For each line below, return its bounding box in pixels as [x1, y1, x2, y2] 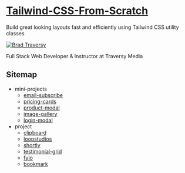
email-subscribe [23, 91, 63, 98]
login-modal [23, 117, 53, 124]
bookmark [23, 160, 48, 167]
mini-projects [14, 85, 47, 92]
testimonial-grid [23, 148, 62, 155]
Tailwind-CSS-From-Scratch [6, 4, 149, 18]
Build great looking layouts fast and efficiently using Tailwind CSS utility [6, 24, 179, 31]
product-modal [23, 104, 60, 111]
